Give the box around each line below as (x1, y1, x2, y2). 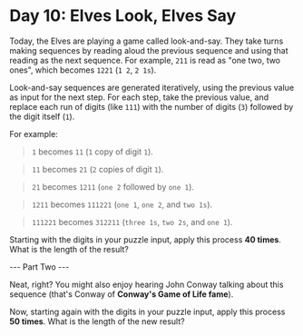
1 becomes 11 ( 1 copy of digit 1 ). (31, 146, 154, 157)
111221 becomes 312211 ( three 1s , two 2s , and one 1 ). (31, 216, 233, 227)
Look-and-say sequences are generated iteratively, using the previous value (9, 82, 295, 93)
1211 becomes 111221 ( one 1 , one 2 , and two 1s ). (31, 199, 213, 210)
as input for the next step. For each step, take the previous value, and (9, 92, 269, 103)
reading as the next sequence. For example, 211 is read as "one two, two (9, 54, 281, 65)
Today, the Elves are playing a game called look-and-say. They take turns (9, 35, 284, 46)
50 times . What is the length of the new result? (9, 315, 185, 327)
